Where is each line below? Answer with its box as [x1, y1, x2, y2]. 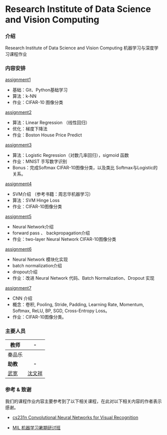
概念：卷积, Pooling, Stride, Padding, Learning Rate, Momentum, [12, 301, 144, 307]
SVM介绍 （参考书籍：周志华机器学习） [12, 191, 93, 197]
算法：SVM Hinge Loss [12, 197, 60, 203]
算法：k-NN [12, 93, 37, 99]
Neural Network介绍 [12, 223, 54, 229]
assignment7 [5, 285, 32, 291]
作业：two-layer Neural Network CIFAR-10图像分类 [12, 236, 116, 242]
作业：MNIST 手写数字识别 [12, 158, 67, 164]
